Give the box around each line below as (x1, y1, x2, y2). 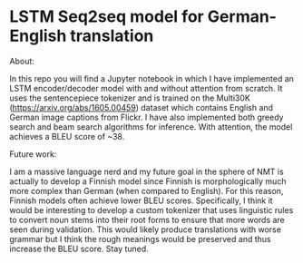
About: (9, 55, 34, 66)
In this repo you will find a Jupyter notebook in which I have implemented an (9, 73, 295, 83)
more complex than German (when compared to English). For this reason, (9, 185, 284, 196)
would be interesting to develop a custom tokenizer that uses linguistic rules (9, 204, 294, 215)
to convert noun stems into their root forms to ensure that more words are (9, 214, 286, 225)
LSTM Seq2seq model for (9, 6, 204, 27)
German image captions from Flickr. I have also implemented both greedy (9, 112, 284, 122)
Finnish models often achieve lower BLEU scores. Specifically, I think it (9, 195, 274, 206)
